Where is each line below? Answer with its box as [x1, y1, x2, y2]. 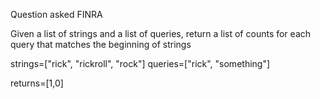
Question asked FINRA [10, 9, 103, 20]
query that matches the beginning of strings [10, 39, 192, 50]
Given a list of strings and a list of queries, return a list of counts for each [10, 28, 312, 39]
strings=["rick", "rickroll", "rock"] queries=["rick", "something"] [10, 58, 271, 69]
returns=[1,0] [10, 77, 64, 89]
